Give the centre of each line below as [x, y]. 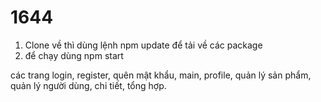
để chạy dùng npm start [74, 55]
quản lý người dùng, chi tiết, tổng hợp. [88, 85]
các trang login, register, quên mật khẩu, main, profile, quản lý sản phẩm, [161, 75]
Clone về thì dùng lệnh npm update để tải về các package [143, 45]
